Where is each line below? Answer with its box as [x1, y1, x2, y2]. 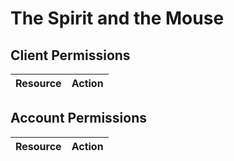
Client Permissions [10, 47, 131, 64]
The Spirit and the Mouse [10, 7, 225, 30]
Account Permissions [10, 110, 148, 127]
